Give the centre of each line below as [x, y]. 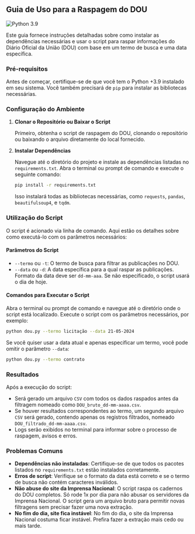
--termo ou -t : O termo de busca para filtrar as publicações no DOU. [97, 263]
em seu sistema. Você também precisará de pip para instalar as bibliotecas [96, 88]
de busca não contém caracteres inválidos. [66, 483]
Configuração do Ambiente [45, 109]
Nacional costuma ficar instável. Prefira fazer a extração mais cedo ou [99, 519]
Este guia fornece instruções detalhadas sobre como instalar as [83, 35]
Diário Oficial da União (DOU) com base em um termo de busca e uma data [96, 47]
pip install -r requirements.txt [55, 185]
